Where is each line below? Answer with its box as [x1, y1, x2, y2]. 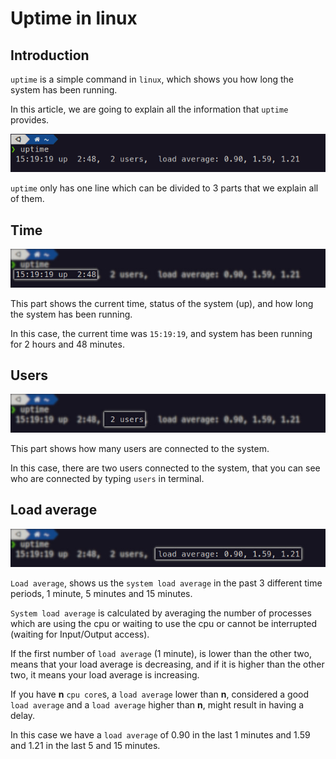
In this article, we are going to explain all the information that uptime [10, 103, 289, 115]
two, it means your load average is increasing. [10, 668, 200, 681]
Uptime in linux [10, 7, 138, 30]
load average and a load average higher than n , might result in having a [10, 698, 305, 711]
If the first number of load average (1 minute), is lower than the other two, [10, 647, 312, 659]
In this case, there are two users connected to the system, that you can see [10, 462, 321, 474]
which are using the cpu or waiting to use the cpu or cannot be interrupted [10, 617, 318, 629]
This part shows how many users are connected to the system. [10, 442, 270, 454]
